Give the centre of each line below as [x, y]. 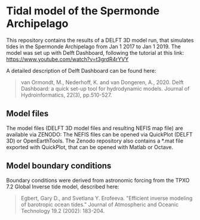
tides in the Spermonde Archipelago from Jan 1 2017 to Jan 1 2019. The [93, 47]
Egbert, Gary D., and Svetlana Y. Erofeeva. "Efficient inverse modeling [107, 198]
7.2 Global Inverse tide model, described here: [63, 187]
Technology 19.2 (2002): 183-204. [63, 210]
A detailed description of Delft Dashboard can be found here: [81, 70]
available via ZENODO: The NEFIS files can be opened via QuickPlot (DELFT [99, 134]
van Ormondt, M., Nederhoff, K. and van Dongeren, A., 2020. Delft [102, 82]
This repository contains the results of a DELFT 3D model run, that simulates [100, 40]
